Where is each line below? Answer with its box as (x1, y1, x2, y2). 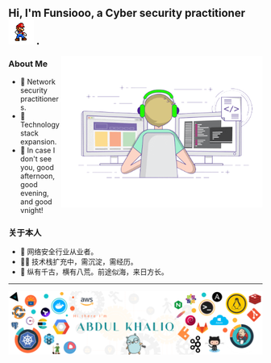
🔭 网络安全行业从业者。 (19, 246, 98, 257)
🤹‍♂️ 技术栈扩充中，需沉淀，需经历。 (19, 257, 139, 266)
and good (19, 197, 52, 207)
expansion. (19, 136, 57, 146)
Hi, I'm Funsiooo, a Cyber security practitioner (8, 6, 246, 20)
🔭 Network (19, 77, 56, 86)
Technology (19, 119, 60, 129)
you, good (19, 162, 54, 172)
